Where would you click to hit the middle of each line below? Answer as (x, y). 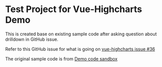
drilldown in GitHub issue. (32, 39)
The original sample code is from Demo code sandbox (61, 58)
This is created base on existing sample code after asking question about (81, 34)
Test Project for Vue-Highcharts (74, 9)
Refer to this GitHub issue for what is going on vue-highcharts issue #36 (80, 49)
